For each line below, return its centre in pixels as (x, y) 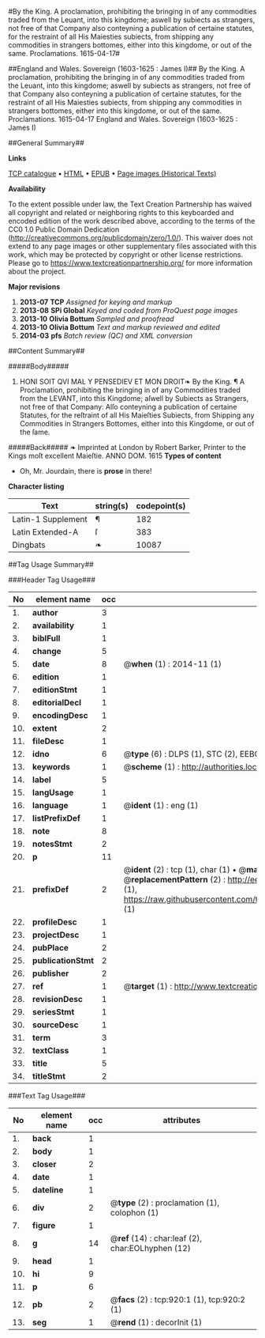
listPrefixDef (57, 818)
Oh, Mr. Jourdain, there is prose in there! (86, 471)
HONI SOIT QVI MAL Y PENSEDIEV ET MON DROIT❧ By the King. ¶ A (132, 382)
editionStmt (55, 690)
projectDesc (56, 935)
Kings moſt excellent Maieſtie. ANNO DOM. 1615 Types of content (115, 455)
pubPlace (51, 948)
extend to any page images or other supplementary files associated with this (132, 246)
